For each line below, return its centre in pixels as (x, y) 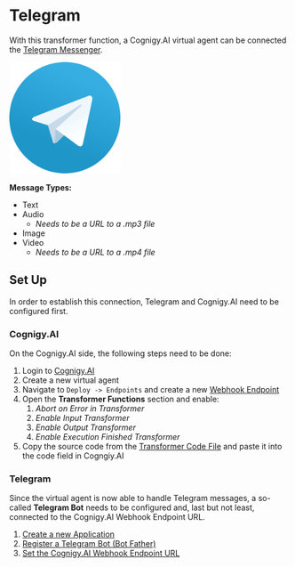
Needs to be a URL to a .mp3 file (95, 223)
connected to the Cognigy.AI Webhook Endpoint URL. (108, 517)
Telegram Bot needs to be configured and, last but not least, (144, 507)
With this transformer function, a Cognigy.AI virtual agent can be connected (148, 40)
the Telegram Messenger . (56, 49)
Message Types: (41, 187)
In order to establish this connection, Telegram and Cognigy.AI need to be (144, 301)
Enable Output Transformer (85, 427)
